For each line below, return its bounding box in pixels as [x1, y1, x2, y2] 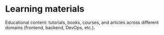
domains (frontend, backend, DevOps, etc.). [5, 24, 95, 30]
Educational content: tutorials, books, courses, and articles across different [5, 19, 159, 25]
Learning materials [5, 3, 84, 15]
